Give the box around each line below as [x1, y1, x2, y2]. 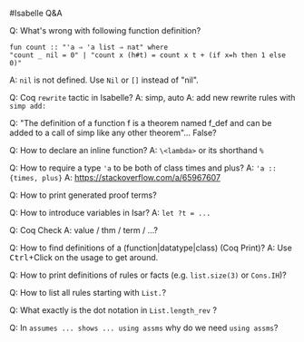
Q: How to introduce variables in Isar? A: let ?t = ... [9, 208, 211, 218]
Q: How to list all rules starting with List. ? [9, 288, 166, 298]
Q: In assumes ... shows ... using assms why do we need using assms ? [9, 322, 279, 333]
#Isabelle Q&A [9, 8, 63, 18]
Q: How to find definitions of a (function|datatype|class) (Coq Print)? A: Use [9, 242, 292, 253]
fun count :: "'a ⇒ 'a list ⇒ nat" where [9, 43, 169, 52]
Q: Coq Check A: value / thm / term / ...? [9, 225, 159, 235]
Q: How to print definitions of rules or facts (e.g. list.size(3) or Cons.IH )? [9, 269, 288, 280]
